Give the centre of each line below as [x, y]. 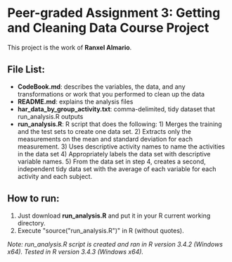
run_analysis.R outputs [50, 116]
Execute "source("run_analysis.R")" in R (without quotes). [101, 230]
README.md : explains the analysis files [75, 101]
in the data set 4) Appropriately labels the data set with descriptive [114, 154]
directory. [31, 223]
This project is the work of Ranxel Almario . [70, 47]
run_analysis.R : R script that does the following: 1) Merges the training [120, 124]
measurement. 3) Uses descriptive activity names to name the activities [121, 146]
